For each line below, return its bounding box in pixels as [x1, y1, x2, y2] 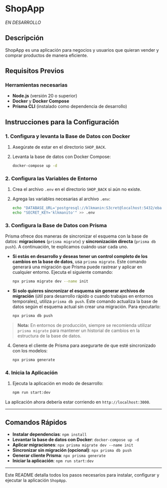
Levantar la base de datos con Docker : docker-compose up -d [12, 436, 139, 442]
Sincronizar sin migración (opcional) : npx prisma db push [12, 447, 132, 453]
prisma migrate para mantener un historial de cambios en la [17, 327, 140, 333]
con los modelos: [12, 348, 48, 354]
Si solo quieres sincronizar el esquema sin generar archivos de [12, 288, 145, 294]
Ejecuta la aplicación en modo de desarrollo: [12, 381, 103, 387]
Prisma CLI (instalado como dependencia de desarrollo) [12, 103, 128, 109]
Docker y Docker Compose [12, 98, 70, 104]
